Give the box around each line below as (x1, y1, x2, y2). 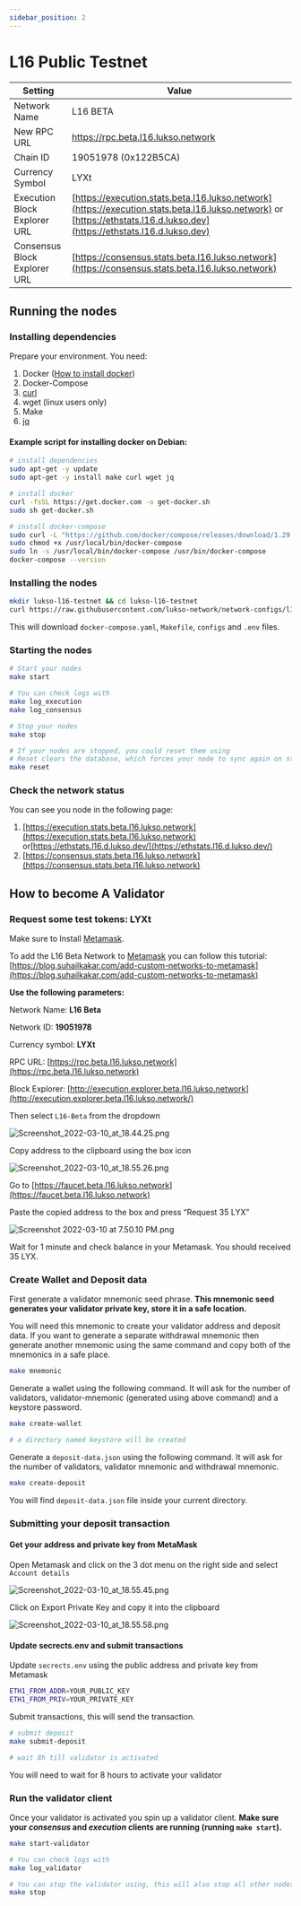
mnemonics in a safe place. (9, 1349, 110, 1360)
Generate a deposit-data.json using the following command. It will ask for (9, 1452, 283, 1463)
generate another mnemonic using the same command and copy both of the (9, 1340, 291, 1351)
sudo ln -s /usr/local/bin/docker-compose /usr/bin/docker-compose (9, 547, 267, 556)
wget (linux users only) (21, 396, 107, 408)
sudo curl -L (9, 530, 58, 539)
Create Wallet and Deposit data (9, 1274, 148, 1286)
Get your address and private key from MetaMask (9, 1539, 198, 1550)
